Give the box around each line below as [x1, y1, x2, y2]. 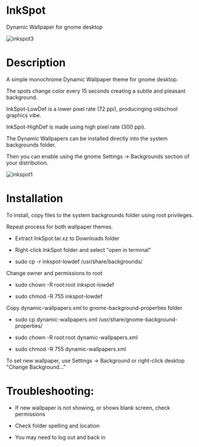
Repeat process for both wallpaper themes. [6, 223, 113, 230]
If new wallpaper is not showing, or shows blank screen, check [14, 404, 171, 411]
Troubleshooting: [6, 384, 95, 398]
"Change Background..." [6, 363, 66, 370]
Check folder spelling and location [14, 422, 100, 429]
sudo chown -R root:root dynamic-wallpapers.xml [14, 333, 138, 341]
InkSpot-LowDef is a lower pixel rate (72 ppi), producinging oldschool [6, 105, 178, 112]
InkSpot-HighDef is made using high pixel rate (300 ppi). [6, 123, 146, 130]
